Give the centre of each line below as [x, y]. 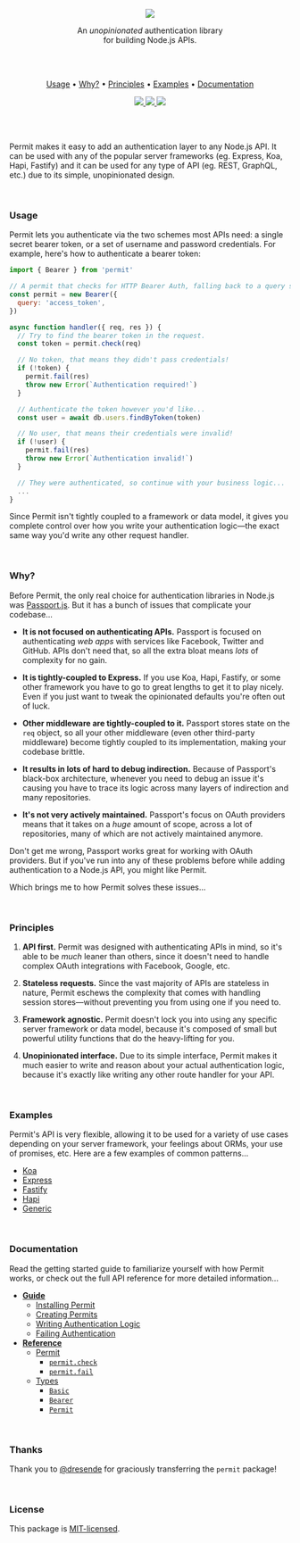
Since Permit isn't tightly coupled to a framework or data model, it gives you [149, 517]
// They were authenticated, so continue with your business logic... [151, 483]
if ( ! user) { [42, 442]
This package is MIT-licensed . [65, 1529]
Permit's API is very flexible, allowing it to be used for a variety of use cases [149, 1134]
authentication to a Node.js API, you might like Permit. [108, 869]
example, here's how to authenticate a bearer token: [105, 253]
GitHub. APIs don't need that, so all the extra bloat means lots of [140, 651]
